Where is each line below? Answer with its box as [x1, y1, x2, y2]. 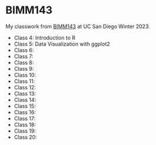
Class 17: [13, 115, 36, 122]
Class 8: [13, 59, 34, 66]
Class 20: [13, 133, 38, 140]
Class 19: [13, 127, 36, 134]
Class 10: [13, 71, 36, 78]
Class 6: [13, 46, 34, 53]
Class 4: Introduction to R [13, 34, 76, 41]
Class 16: [13, 109, 36, 116]
